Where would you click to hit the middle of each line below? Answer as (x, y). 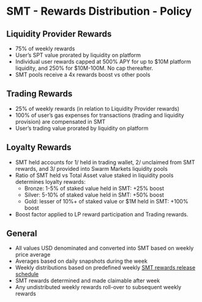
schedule (27, 274)
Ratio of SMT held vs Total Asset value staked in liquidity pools (94, 175)
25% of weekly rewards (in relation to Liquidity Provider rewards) (97, 108)
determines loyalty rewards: (50, 181)
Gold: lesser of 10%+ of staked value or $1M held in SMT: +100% (106, 201)
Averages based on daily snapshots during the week (81, 261)
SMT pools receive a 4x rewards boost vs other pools (83, 74)
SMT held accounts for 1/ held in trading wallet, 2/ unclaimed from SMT (105, 162)
